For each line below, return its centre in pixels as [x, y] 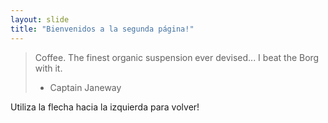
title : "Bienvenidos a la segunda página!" [102, 29]
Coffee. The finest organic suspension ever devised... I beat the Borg [177, 57]
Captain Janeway [85, 87]
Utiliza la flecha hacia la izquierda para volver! [105, 107]
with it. [48, 68]
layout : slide [40, 19]
